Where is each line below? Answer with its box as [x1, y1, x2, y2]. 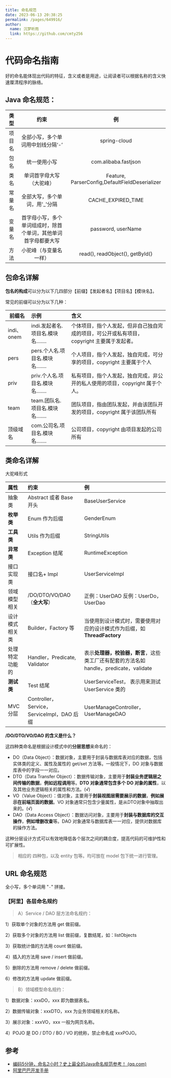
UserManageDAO [83, 711, 126, 718]
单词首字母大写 [23, 172, 60, 179]
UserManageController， [83, 704, 144, 711]
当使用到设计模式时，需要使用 [83, 618, 156, 625]
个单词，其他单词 [21, 229, 63, 236]
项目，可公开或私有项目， [81, 329, 143, 337]
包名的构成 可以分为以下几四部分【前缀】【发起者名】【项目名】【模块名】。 [5, 288, 157, 294]
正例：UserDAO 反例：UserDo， [83, 592, 162, 600]
